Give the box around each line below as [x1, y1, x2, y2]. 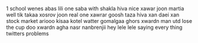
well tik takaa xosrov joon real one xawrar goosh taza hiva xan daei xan [6, 11, 180, 18]
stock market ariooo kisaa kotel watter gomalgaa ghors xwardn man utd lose [6, 18, 193, 24]
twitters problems [6, 30, 49, 37]
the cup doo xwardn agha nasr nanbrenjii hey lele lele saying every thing [6, 24, 183, 31]
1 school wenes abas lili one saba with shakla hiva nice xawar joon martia [6, 5, 184, 12]
